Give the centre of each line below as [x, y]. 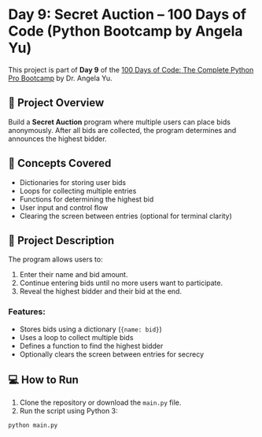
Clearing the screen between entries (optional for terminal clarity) [125, 216]
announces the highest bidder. [58, 139]
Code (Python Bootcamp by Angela [125, 31]
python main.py [33, 426]
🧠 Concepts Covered [60, 163]
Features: [27, 312]
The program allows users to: [56, 259]
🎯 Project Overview [56, 103]
